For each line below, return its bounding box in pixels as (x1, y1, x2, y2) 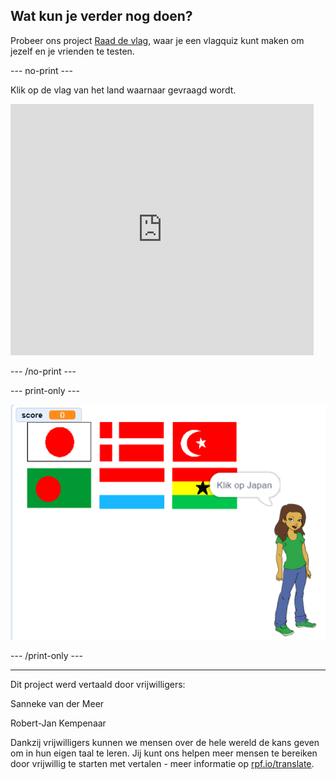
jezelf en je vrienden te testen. (10, 45, 135, 57)
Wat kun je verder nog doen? (10, 8, 193, 25)
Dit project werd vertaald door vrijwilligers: (10, 679, 186, 691)
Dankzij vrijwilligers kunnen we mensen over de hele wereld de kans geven (10, 737, 320, 749)
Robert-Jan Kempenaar (10, 717, 107, 729)
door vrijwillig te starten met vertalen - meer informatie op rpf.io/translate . (10, 758, 315, 770)
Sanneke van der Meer (10, 698, 105, 710)
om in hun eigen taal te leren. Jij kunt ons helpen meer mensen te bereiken (10, 747, 318, 759)
